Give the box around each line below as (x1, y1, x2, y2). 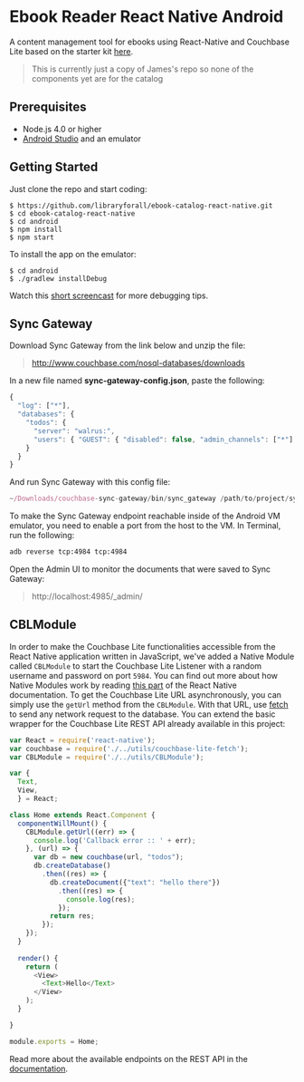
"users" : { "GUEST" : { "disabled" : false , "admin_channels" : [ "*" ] (33, 435, 294, 444)
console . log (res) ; (66, 894, 136, 903)
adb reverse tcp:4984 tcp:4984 (9, 547, 128, 556)
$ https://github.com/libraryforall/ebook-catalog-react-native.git (9, 201, 273, 210)
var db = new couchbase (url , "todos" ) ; (33, 853, 184, 862)
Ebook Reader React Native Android (9, 6, 284, 27)
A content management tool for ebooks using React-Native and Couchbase (9, 36, 290, 47)
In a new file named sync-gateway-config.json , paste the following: (9, 375, 265, 386)
